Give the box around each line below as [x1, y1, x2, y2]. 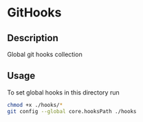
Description [7, 32, 58, 44]
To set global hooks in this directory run [7, 88, 120, 97]
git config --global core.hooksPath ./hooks [7, 108, 137, 114]
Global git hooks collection [7, 50, 82, 58]
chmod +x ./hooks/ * [7, 101, 63, 108]
